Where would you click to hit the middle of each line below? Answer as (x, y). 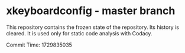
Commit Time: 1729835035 (39, 45)
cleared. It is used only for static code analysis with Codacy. (79, 33)
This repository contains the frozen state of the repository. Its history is (92, 27)
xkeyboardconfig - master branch (91, 11)
